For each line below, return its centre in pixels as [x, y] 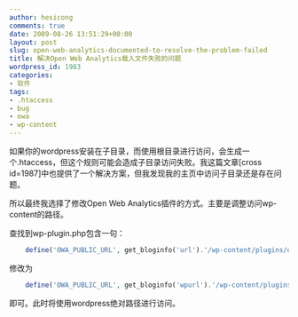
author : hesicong [41, 17]
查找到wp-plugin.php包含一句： [67, 233]
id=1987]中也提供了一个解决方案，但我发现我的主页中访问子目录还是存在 [142, 173]
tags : [19, 91]
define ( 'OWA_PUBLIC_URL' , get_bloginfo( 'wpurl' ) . [119, 285]
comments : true [37, 26]
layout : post [33, 42]
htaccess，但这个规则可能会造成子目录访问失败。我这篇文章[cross [141, 162]
